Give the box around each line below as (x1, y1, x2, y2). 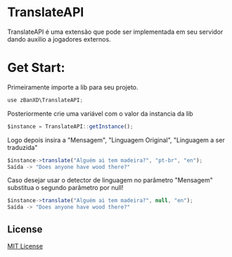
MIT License (7, 242, 44, 250)
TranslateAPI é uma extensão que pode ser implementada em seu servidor (7, 27, 224, 36)
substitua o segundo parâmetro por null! (7, 184, 124, 192)
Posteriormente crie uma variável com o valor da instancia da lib (7, 109, 193, 118)
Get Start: (7, 60, 65, 76)
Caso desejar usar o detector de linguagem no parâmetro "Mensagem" (7, 176, 213, 184)
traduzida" (7, 143, 38, 151)
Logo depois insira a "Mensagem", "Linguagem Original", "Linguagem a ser (7, 135, 225, 144)
